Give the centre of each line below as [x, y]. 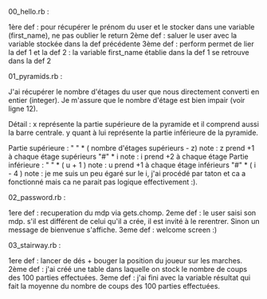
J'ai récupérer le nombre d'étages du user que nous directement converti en [134, 92]
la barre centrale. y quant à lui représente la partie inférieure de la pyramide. [133, 132]
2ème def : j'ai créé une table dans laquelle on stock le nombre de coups [128, 269]
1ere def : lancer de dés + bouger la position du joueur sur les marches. [126, 261]
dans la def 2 [30, 61]
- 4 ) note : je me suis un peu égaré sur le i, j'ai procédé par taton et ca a [127, 173]
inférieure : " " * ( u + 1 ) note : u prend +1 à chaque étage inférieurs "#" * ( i [132, 165]
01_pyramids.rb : [35, 76]
